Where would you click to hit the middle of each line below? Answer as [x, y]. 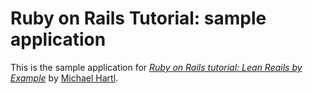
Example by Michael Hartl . [64, 78]
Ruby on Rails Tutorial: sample [138, 18]
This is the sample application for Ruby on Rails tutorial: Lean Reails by [156, 67]
